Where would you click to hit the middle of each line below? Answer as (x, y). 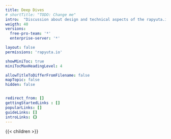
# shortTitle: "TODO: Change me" (41, 15)
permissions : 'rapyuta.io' (34, 52)
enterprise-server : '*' (35, 39)
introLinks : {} (21, 117)
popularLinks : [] (24, 108)
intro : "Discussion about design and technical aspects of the (75, 19)
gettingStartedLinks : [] (33, 103)
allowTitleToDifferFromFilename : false (48, 75)
